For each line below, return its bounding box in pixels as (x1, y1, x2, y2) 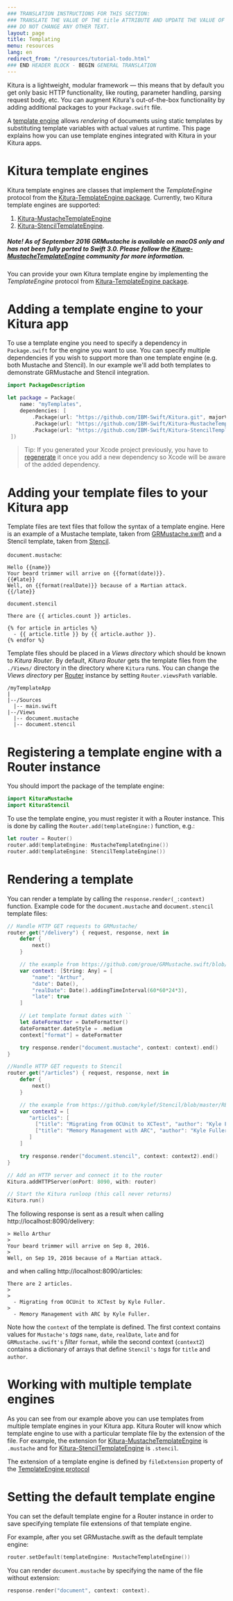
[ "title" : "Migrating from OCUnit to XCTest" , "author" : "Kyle (35, 1121, 222, 1128)
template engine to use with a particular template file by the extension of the (7, 1430, 225, 1438)
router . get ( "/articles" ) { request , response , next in (7, 1070, 169, 1077)
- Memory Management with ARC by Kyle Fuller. (13, 1311, 150, 1318)
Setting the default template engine (7, 1489, 216, 1505)
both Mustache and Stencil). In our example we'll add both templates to (7, 361, 212, 369)
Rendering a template (7, 871, 134, 887)
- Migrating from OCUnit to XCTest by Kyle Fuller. (13, 1299, 166, 1306)
